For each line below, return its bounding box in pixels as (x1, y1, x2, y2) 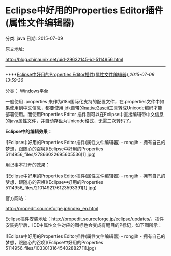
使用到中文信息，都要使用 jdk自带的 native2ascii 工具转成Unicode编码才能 (9, 105, 163, 111)
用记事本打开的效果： (5, 161, 50, 168)
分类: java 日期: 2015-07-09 (5, 35, 63, 41)
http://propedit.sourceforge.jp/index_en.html (5, 205, 98, 211)
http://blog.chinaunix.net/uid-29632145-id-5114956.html (5, 56, 124, 62)
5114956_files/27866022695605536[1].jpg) (5, 151, 96, 157)
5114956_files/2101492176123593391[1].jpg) (5, 184, 97, 191)
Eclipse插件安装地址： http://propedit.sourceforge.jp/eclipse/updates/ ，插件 (5, 216, 164, 222)
